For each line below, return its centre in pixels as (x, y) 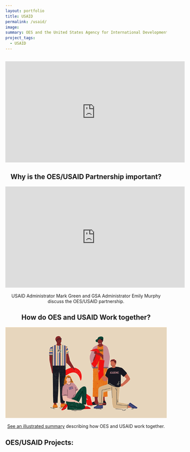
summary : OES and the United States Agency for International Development (87, 33)
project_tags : (20, 38)
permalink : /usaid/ (26, 22)
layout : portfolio (25, 11)
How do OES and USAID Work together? (86, 318)
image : (12, 27)
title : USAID (19, 16)
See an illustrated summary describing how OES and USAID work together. (86, 426)
